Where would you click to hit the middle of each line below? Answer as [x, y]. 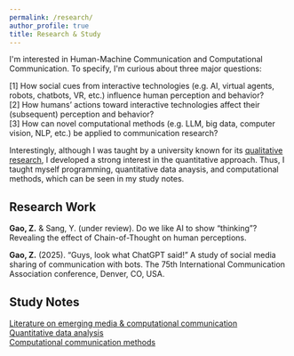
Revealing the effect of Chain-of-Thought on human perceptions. [128, 238]
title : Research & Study [55, 34]
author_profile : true [49, 26]
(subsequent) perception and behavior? [82, 114]
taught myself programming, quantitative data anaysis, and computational [144, 169]
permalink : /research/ [51, 17]
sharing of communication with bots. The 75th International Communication [147, 264]
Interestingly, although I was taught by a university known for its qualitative [146, 150]
